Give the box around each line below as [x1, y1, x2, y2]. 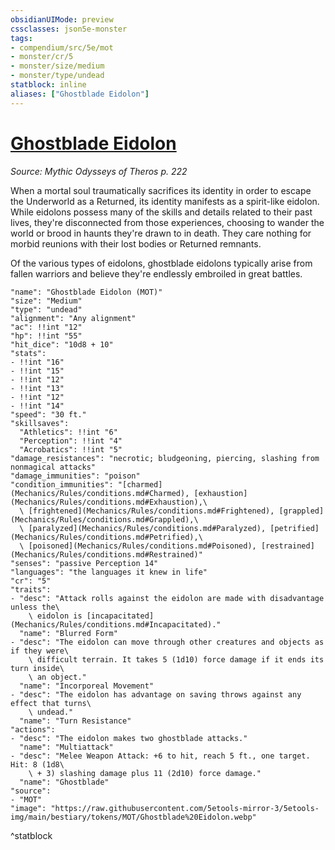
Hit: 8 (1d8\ [10, 759, 65, 770]
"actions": [10, 724, 56, 735]
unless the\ [10, 602, 60, 612]
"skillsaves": [10, 418, 70, 428]
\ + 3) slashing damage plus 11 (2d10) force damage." [28, 768, 262, 778]
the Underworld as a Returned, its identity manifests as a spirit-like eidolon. [10, 195, 320, 207]
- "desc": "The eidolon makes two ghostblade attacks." [10, 733, 248, 743]
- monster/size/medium [10, 61, 105, 71]
